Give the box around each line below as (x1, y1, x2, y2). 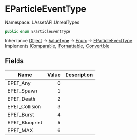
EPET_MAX (7, 127, 33, 134)
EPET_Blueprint (7, 119, 43, 126)
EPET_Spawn (7, 87, 37, 94)
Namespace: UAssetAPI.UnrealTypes (5, 19, 80, 25)
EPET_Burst (7, 111, 34, 118)
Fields (5, 57, 24, 65)
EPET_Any (7, 79, 31, 86)
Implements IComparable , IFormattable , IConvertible (5, 43, 110, 49)
